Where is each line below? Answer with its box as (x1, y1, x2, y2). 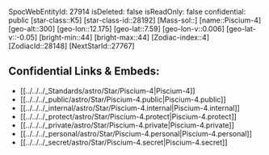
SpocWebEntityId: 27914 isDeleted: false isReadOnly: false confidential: (8, 7, 246, 16)
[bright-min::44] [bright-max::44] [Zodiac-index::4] (39, 32, 210, 42)
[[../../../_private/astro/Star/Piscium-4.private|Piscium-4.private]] (19, 120, 234, 130)
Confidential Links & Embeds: (8, 65, 160, 78)
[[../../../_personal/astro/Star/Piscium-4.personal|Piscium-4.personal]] (19, 128, 252, 138)
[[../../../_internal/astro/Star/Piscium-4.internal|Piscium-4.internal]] (19, 103, 240, 112)
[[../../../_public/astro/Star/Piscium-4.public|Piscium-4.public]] (19, 94, 226, 104)
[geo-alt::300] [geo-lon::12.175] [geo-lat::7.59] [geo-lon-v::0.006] (8, 24, 225, 33)
